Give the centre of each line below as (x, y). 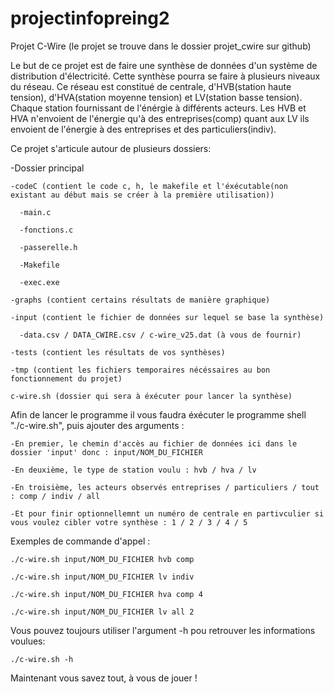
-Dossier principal (47, 168)
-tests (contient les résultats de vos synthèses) (118, 352)
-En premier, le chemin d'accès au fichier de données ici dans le (154, 443)
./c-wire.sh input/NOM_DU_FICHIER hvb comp (102, 559)
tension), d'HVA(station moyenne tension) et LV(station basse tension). (156, 97)
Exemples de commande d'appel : (80, 541)
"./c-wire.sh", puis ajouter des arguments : (97, 425)
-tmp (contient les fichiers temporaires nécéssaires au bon (140, 370)
